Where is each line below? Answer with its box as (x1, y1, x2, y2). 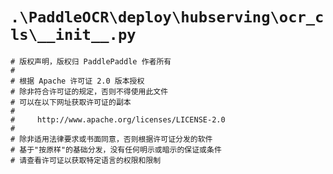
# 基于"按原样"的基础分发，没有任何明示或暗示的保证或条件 (10, 144, 222, 155)
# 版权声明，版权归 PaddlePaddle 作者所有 (10, 56, 172, 67)
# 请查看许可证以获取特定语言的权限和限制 (10, 155, 162, 165)
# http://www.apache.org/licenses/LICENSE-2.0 (10, 114, 226, 125)
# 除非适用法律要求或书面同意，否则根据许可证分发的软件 (10, 134, 213, 144)
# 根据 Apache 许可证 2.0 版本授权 (10, 76, 145, 86)
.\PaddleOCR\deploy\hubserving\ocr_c (10, 8, 325, 27)
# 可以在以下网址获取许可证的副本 (10, 97, 132, 107)
